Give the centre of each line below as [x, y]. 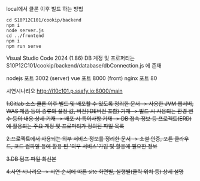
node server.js [25, 30]
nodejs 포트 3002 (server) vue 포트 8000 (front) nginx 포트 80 [82, 78]
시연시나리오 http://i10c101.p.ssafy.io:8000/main [64, 91]
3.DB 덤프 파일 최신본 [31, 159]
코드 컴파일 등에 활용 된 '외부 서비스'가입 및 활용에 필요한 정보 [86, 146]
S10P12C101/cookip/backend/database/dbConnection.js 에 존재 [84, 65]
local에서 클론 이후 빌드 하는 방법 [45, 9]
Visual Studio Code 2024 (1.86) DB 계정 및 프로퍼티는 [71, 58]
